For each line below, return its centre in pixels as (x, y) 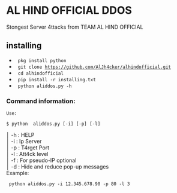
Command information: (41, 101)
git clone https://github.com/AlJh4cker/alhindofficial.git (94, 67)
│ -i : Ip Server (24, 142)
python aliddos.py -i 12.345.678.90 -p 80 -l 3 (69, 184)
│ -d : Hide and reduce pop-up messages (58, 167)
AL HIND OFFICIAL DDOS (69, 10)
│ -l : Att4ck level (27, 154)
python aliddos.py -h (45, 86)
